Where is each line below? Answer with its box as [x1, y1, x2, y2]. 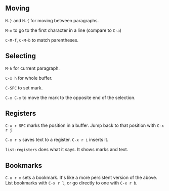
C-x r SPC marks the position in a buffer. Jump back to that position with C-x [5, 122, 164, 128]
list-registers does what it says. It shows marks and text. [5, 147, 129, 153]
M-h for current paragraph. [5, 65, 60, 71]
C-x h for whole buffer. [5, 75, 53, 81]
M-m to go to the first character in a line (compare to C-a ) [5, 27, 121, 33]
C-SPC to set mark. [5, 84, 43, 90]
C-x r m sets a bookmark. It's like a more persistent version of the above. [5, 174, 158, 181]
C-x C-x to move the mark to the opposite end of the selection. [5, 94, 136, 101]
